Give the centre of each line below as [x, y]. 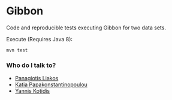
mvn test [17, 50]
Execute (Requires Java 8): [40, 39]
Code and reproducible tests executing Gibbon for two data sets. [86, 28]
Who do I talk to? [31, 65]
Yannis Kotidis [32, 91]
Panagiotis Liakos [37, 78]
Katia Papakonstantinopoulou [51, 84]
